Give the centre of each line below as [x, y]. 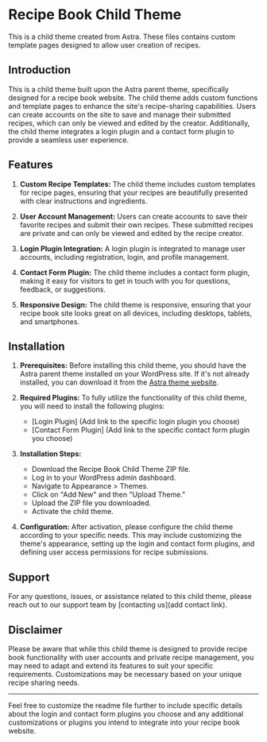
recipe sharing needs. [44, 682]
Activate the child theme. [72, 512]
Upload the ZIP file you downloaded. [91, 503]
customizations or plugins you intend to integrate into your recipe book [124, 722]
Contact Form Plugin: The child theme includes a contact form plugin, [135, 272]
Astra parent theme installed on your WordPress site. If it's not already [135, 374]
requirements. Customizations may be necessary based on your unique [125, 674]
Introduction [40, 70]
